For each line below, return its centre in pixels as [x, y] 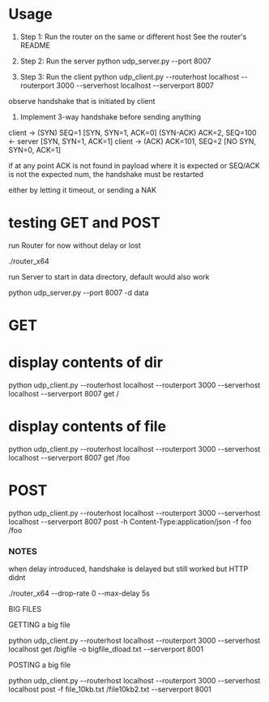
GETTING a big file [40, 625]
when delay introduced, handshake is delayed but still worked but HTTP [128, 569]
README [35, 45]
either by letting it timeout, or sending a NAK [82, 190]
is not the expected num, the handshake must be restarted [106, 174]
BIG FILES [25, 609]
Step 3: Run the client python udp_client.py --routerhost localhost [130, 76]
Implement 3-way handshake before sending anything [110, 117]
